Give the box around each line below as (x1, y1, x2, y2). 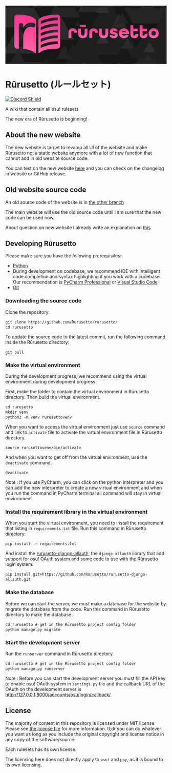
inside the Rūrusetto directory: (5, 339, 70, 345)
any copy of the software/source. (5, 736, 76, 742)
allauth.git (5, 577, 31, 582)
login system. (5, 561, 34, 567)
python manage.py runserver (5, 666, 66, 672)
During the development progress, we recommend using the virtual (5, 373, 147, 379)
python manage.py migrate (5, 627, 60, 632)
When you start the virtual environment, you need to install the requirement (5, 520, 164, 526)
